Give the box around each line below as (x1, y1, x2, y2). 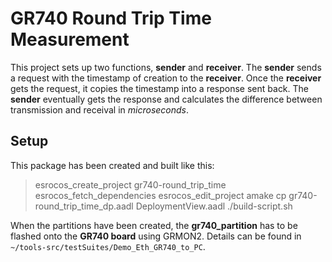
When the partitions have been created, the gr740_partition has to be (10, 219, 298, 231)
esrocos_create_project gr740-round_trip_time (34, 178, 227, 191)
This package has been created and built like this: (10, 159, 215, 171)
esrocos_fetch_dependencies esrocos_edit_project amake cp (34, 189, 287, 201)
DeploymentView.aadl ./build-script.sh (135, 200, 293, 212)
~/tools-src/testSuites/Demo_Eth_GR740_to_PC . (10, 240, 206, 252)
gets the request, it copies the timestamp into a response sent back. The (10, 82, 310, 94)
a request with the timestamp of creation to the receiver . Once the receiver (10, 72, 322, 84)
